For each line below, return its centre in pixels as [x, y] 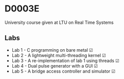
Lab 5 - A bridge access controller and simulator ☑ [63, 71]
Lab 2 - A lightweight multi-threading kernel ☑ [59, 55]
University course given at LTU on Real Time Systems [59, 22]
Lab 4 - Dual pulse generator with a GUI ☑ [55, 66]
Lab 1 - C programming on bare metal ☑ [52, 50]
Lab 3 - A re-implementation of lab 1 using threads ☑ [65, 61]
